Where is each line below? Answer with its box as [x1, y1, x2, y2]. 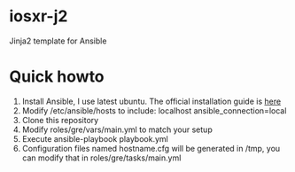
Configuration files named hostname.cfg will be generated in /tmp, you [21, 143, 281, 153]
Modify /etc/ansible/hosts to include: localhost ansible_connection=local [21, 105, 287, 116]
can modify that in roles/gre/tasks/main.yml [21, 152, 182, 163]
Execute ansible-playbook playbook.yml [21, 133, 168, 144]
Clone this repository [21, 114, 99, 125]
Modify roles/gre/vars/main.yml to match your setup [21, 124, 213, 135]
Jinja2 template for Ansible [9, 35, 107, 46]
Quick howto [9, 66, 105, 87]
